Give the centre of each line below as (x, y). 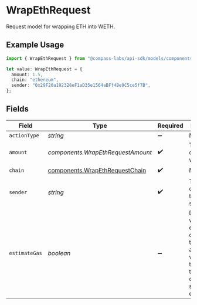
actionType (24, 135)
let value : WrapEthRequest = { (44, 69)
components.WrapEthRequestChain (97, 171)
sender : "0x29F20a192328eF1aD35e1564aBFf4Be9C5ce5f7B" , (81, 86)
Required (170, 126)
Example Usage (35, 45)
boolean (59, 253)
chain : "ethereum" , (35, 80)
